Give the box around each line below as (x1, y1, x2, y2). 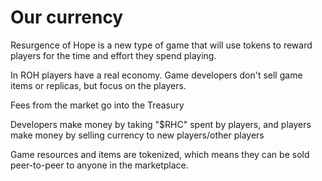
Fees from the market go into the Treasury (10, 99, 185, 111)
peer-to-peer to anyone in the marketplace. (10, 159, 189, 171)
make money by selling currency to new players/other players (10, 129, 265, 141)
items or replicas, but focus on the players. (10, 79, 187, 91)
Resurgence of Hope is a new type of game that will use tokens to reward (10, 39, 313, 51)
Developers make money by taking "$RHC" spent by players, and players (10, 118, 312, 130)
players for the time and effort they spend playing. (10, 49, 217, 61)
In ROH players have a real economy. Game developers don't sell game (10, 69, 303, 81)
